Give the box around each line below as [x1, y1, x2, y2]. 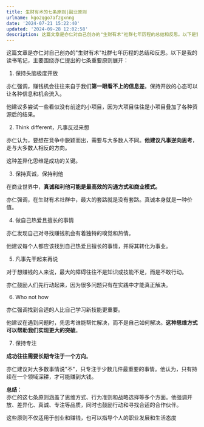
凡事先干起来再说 [15, 255, 58, 263]
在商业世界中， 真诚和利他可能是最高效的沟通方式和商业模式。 [6, 183, 161, 191]
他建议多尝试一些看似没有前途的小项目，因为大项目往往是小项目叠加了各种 [6, 103, 192, 110]
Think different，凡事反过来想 [15, 124, 89, 131]
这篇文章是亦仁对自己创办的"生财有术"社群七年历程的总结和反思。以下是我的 [6, 49, 198, 57]
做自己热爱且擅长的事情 [15, 217, 74, 224]
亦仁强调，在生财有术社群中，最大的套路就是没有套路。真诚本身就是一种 [6, 196, 187, 203]
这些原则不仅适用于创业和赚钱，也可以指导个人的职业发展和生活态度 [6, 414, 177, 422]
